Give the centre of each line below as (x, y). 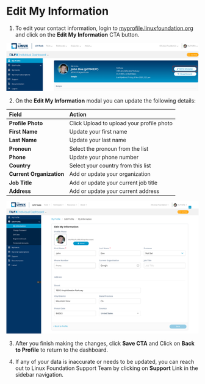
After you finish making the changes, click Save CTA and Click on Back (105, 344)
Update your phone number (104, 157)
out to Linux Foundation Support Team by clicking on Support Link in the (106, 368)
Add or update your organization (110, 174)
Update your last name (98, 140)
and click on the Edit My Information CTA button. (77, 34)
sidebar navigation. (39, 375)
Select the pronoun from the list (109, 148)
